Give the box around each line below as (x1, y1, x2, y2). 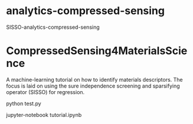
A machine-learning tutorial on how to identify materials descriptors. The (6, 76, 183, 83)
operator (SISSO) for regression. (6, 88, 85, 95)
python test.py (6, 100, 41, 107)
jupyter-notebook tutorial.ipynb (6, 111, 82, 118)
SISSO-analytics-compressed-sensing (6, 24, 100, 31)
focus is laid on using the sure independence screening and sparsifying (6, 82, 180, 89)
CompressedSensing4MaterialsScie (6, 44, 188, 58)
